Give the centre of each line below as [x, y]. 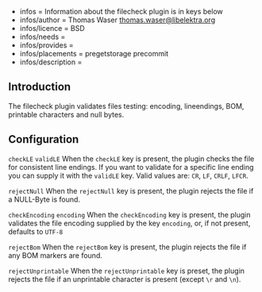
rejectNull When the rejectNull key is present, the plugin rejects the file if [131, 190]
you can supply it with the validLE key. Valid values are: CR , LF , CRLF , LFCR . [128, 175]
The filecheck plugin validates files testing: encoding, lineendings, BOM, [126, 106]
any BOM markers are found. [56, 255]
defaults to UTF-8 [36, 231]
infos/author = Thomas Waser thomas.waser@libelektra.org [118, 20]
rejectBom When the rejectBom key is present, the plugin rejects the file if [127, 247]
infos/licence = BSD [52, 28]
